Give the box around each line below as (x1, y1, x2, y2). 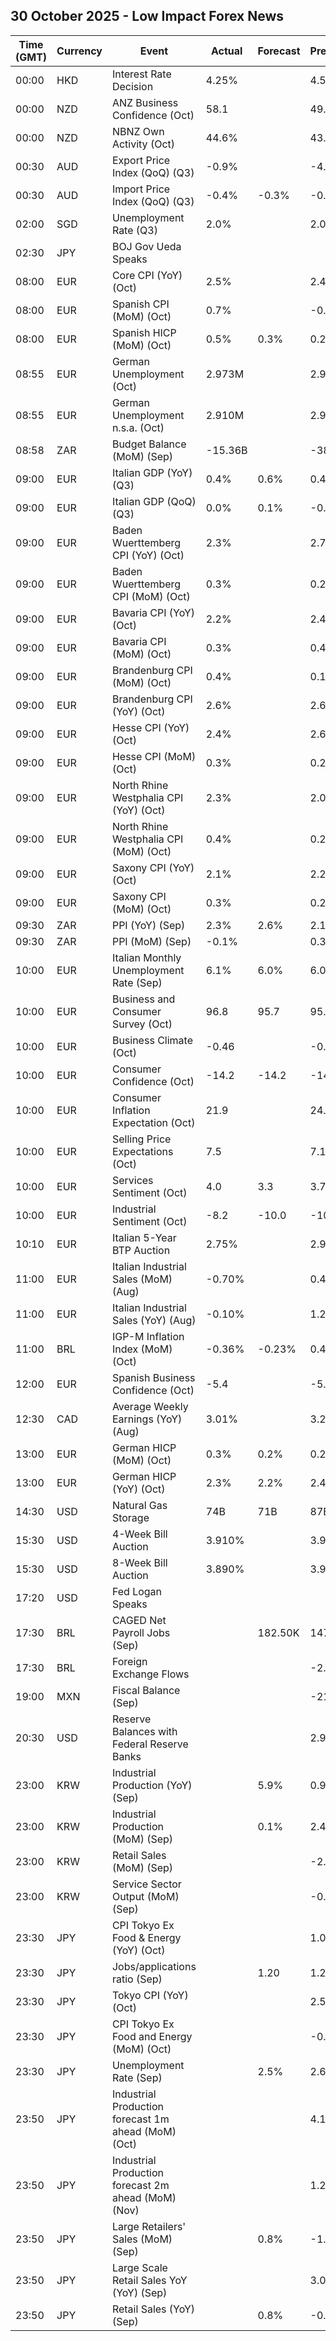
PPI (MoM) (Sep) (111, 934, 192, 948)
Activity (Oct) (111, 137, 176, 151)
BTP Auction (111, 1243, 171, 1257)
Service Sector (111, 1877, 182, 1891)
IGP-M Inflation (111, 1329, 185, 1343)
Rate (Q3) (111, 223, 158, 237)
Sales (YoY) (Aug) (111, 1313, 197, 1327)
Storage (111, 1510, 150, 1524)
